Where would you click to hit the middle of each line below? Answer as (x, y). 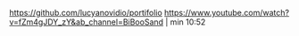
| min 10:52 (185, 22)
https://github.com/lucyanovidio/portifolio (86, 13)
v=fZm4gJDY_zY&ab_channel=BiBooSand (86, 22)
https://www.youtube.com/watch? (227, 13)
